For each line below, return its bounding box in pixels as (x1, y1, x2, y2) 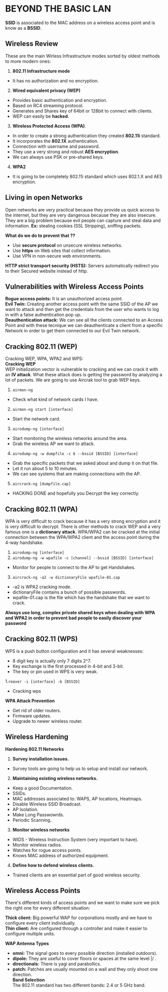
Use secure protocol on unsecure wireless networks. (12, 242, 122, 248)
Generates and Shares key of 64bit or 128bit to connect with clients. (12, 107, 153, 114)
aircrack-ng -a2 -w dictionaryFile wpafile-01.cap (12, 575, 120, 580)
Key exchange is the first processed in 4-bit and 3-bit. (12, 663, 124, 669)
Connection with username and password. (12, 143, 100, 149)
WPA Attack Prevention (5, 698, 55, 704)
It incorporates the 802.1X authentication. (12, 138, 98, 144)
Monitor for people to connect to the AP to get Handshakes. (12, 565, 136, 570)
